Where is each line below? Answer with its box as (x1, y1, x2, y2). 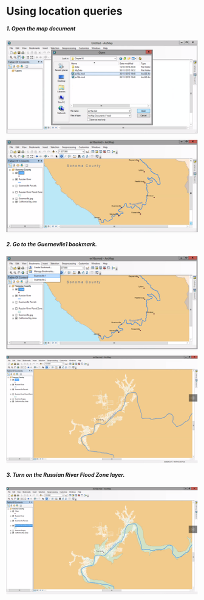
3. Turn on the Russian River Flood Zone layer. (6, 471, 125, 479)
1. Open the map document (6, 24, 76, 32)
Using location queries (6, 4, 123, 18)
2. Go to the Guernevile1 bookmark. (6, 241, 97, 248)
